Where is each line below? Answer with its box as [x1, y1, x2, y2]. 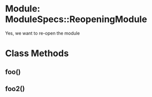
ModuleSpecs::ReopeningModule [5, 13, 148, 25]
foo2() [5, 84, 25, 93]
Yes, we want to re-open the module [5, 30, 80, 36]
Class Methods [5, 48, 69, 59]
